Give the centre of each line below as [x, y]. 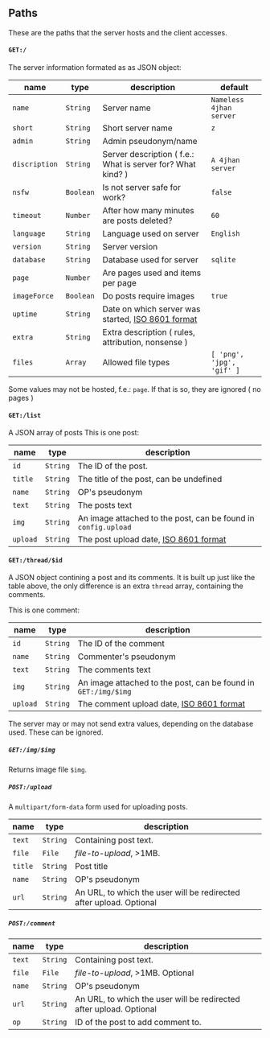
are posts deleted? [137, 220]
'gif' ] [225, 371]
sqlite [223, 260]
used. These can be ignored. [56, 732]
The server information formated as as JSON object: [95, 68]
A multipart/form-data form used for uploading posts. [98, 807]
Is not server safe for [141, 187]
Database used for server [150, 260]
